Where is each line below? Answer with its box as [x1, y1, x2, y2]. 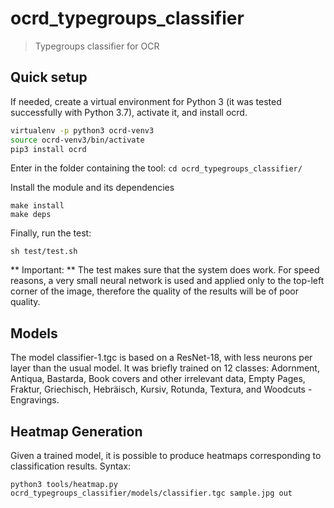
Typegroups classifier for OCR [34, 40, 160, 52]
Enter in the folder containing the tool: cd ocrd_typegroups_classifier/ [10, 162, 303, 174]
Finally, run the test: [10, 227, 92, 239]
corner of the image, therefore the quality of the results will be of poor [10, 285, 299, 297]
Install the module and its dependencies [10, 182, 175, 194]
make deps [10, 210, 52, 220]
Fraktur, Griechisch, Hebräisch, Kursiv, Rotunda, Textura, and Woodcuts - [10, 383, 313, 396]
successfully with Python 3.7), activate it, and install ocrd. [10, 106, 248, 118]
